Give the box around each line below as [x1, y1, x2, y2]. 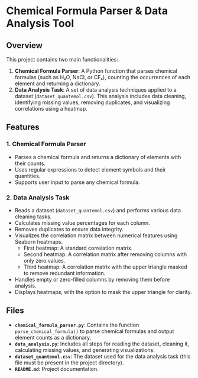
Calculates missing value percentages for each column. [14, 219, 150, 226]
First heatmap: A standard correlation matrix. [23, 244, 133, 251]
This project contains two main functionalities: [6, 56, 118, 63]
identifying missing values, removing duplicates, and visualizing [14, 99, 170, 106]
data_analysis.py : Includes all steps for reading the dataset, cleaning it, [14, 340, 189, 347]
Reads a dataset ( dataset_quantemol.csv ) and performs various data [14, 206, 181, 214]
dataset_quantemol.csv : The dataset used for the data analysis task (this [14, 353, 191, 360]
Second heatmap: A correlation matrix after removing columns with [23, 250, 187, 258]
